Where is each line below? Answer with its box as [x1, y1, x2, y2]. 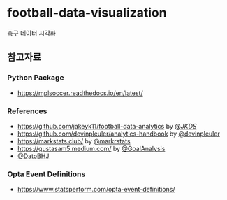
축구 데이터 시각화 [7, 29, 56, 37]
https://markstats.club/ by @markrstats [17, 136, 131, 145]
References [7, 106, 47, 116]
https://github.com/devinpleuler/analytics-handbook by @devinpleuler [17, 129, 220, 138]
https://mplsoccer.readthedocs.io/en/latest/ [17, 89, 143, 97]
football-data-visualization [7, 5, 167, 21]
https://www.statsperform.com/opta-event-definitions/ [17, 185, 175, 194]
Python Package [7, 73, 64, 83]
